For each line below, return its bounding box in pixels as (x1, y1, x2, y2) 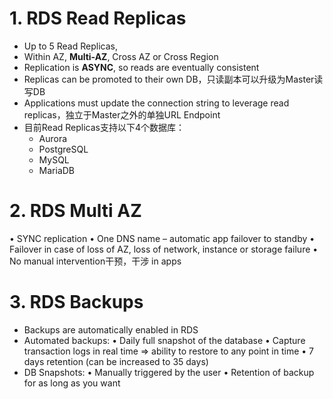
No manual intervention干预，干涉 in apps (9, 255, 182, 267)
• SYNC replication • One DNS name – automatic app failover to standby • (9, 232, 316, 244)
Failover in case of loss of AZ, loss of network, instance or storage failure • (9, 243, 319, 255)
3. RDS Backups (9, 291, 144, 314)
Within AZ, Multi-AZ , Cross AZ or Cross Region (23, 50, 219, 62)
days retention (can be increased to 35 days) (23, 355, 209, 367)
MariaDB (38, 164, 76, 176)
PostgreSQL (38, 143, 89, 155)
